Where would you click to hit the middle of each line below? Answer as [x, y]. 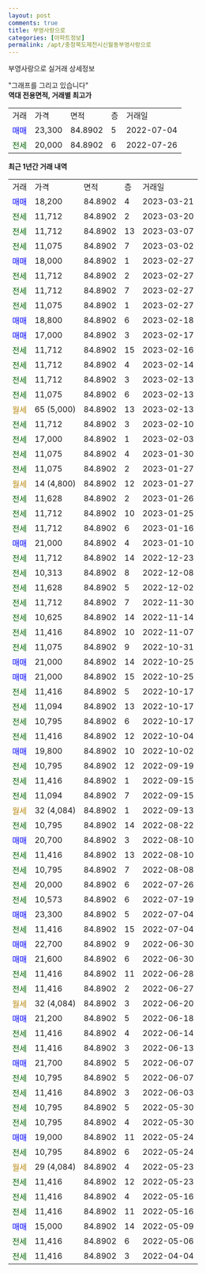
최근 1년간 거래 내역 [38, 166]
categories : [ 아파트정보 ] [47, 38]
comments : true [33, 23]
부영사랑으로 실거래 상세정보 [52, 69]
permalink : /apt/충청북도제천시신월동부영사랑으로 [80, 45]
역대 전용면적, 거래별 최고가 [50, 95]
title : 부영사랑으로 [37, 30]
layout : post [30, 15]
